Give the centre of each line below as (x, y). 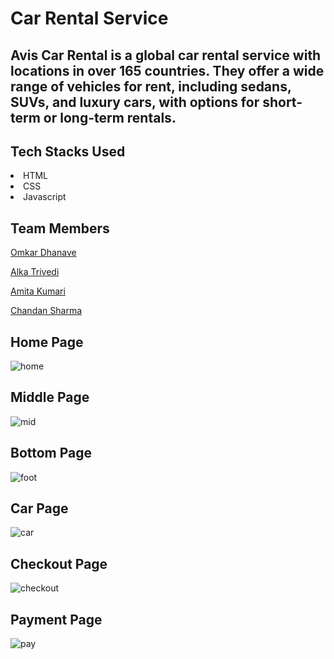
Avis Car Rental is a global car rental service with (166, 55)
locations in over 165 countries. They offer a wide (167, 70)
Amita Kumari (38, 291)
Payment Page (56, 619)
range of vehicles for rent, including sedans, (151, 86)
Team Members (60, 228)
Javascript (45, 197)
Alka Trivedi (35, 272)
